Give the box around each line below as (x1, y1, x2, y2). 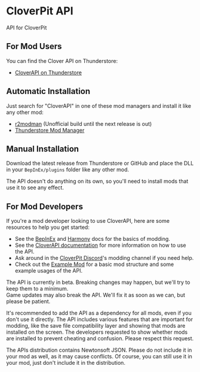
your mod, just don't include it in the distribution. (6, 359, 125, 367)
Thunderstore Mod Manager (14, 126, 85, 134)
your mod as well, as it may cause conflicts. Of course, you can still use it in (6, 353, 193, 360)
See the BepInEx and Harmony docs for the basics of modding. (14, 235, 170, 243)
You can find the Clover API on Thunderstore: (6, 57, 118, 64)
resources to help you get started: (6, 223, 90, 231)
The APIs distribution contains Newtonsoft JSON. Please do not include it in (6, 346, 192, 354)
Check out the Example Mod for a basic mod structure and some (14, 261, 174, 268)
